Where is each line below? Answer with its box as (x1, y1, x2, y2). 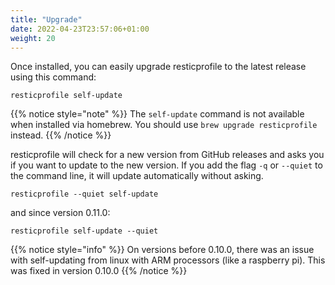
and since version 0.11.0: (10, 207, 111, 219)
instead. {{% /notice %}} (10, 129, 112, 141)
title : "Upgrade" (10, 14, 83, 25)
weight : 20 (10, 33, 56, 43)
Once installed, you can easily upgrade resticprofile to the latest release (10, 61, 307, 73)
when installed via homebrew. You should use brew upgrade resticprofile (10, 119, 318, 131)
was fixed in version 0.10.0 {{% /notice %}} (10, 265, 188, 277)
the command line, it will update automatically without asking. (10, 170, 264, 182)
